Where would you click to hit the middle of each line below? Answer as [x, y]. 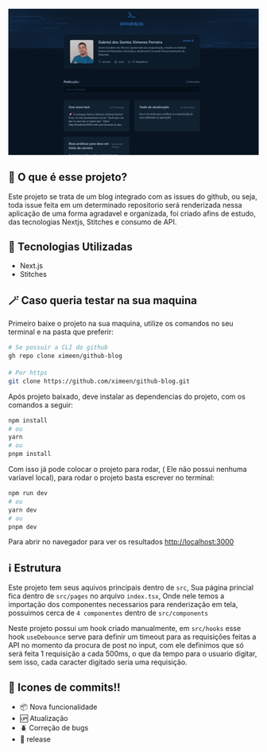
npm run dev [28, 493]
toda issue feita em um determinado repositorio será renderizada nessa [125, 205]
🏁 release [35, 739]
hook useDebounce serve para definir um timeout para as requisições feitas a [132, 637]
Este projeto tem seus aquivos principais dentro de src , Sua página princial [131, 588]
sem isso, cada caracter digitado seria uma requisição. [98, 662]
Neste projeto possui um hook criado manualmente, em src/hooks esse [125, 629]
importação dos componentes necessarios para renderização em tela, [123, 605]
